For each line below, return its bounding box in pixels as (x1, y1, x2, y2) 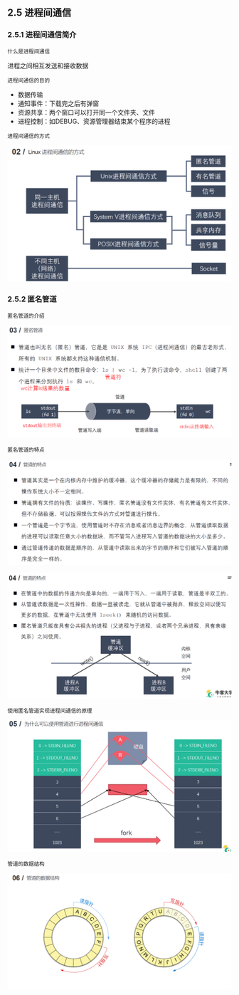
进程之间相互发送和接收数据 (7, 61, 89, 70)
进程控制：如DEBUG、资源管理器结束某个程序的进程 (17, 117, 171, 125)
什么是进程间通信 (7, 48, 51, 55)
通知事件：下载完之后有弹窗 (17, 99, 100, 108)
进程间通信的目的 (7, 77, 51, 84)
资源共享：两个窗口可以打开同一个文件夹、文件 (17, 108, 155, 116)
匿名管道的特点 (7, 447, 45, 454)
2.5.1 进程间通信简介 (7, 30, 77, 40)
